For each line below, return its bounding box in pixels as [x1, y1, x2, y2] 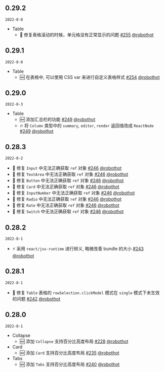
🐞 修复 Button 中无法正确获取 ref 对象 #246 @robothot [12, 178, 124, 184]
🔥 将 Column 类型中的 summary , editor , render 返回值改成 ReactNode [19, 123, 154, 128]
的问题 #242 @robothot [12, 296, 61, 302]
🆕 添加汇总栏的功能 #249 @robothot [19, 117, 95, 123]
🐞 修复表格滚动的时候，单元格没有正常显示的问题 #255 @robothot [19, 32, 154, 38]
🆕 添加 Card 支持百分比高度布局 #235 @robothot [19, 350, 120, 356]
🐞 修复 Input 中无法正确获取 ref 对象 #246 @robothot [12, 165, 122, 171]
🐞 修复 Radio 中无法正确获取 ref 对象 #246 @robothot [12, 196, 122, 202]
